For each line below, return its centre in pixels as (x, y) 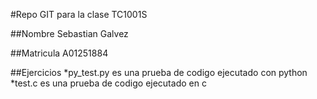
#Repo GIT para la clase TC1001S (79, 14)
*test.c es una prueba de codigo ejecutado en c (108, 83)
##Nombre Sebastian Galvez (69, 33)
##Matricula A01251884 (59, 53)
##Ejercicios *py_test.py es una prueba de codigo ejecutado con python (159, 72)
